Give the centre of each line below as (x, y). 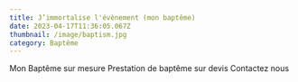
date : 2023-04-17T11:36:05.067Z (70, 26)
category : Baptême (44, 43)
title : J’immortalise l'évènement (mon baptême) (102, 18)
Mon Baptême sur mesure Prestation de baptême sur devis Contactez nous (149, 68)
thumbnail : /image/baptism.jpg (68, 34)
